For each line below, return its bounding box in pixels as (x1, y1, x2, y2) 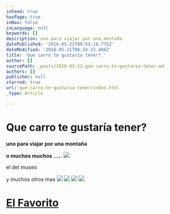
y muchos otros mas (6, 175, 56, 182)
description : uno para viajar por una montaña (6, 36, 122, 42)
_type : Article (6, 90, 44, 96)
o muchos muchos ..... (6, 152, 62, 159)
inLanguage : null (6, 25, 49, 31)
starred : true (6, 80, 41, 86)
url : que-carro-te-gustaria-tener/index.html (6, 85, 119, 91)
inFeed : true (6, 8, 38, 15)
